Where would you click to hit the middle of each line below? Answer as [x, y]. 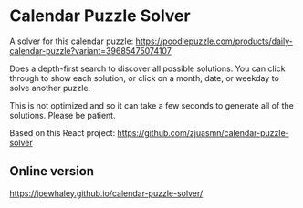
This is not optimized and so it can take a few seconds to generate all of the [151, 105]
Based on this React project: [63, 132]
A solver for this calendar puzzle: [72, 41]
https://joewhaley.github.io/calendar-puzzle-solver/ [106, 193]
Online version [52, 171]
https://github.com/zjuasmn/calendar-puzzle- [203, 132]
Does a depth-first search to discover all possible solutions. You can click [147, 68]
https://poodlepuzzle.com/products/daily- [214, 41]
